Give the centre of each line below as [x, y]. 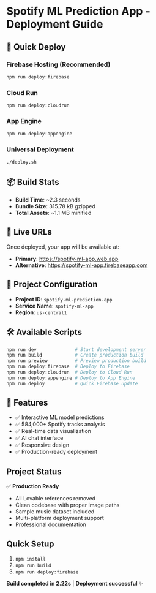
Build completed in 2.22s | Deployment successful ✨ [75, 584]
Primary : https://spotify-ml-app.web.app [67, 259]
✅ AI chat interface [39, 438]
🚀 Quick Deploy [36, 47]
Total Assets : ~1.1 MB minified [53, 213]
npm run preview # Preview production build [76, 361]
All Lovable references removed [55, 499]
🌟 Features [27, 403]
